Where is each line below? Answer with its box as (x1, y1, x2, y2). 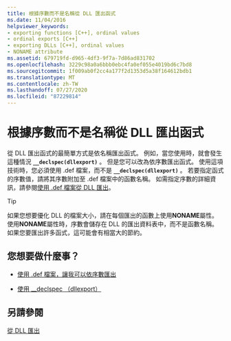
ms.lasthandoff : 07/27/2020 (7, 87, 88, 93)
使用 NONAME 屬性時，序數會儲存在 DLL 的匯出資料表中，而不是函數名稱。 (7, 219, 218, 228)
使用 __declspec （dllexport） (16, 285, 102, 293)
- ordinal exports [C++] (7, 36, 78, 43)
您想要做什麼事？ (7, 250, 80, 262)
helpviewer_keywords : (7, 23, 69, 30)
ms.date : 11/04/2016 (7, 16, 67, 23)
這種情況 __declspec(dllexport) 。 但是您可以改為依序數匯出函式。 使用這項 (7, 157, 223, 166)
